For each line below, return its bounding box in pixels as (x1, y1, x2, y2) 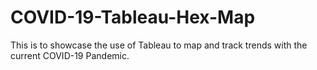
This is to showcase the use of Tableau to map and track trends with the (10, 39, 308, 51)
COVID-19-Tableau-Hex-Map (10, 6, 256, 29)
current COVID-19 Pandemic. (10, 49, 130, 61)
